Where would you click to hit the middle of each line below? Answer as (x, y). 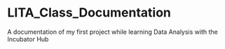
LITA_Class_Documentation (89, 13)
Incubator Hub (28, 39)
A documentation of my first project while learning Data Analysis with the (113, 32)
